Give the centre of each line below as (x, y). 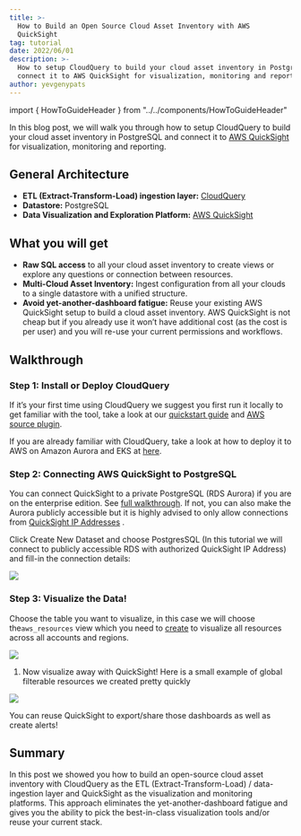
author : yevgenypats (48, 84)
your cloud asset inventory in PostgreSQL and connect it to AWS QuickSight (149, 136)
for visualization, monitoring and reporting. (88, 146)
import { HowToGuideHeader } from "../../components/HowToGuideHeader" (149, 109)
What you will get (59, 243)
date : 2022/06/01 (42, 51)
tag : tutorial (36, 43)
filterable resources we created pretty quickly (106, 681)
